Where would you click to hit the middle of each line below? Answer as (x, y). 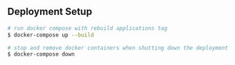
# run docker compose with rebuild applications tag (87, 28)
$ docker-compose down (41, 54)
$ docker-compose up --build (51, 35)
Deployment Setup (50, 12)
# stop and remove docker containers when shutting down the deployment (118, 48)
